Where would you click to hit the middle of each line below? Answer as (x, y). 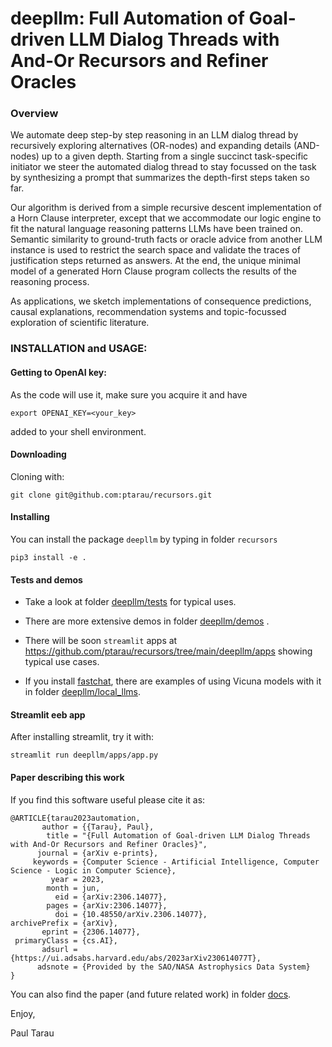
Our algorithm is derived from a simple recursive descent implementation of (166, 208)
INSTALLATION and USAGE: (79, 349)
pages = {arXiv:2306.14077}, (107, 905)
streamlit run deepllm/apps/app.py (84, 755)
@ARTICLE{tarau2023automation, (75, 818)
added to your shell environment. (78, 431)
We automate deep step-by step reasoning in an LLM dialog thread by (154, 135)
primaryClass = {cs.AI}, (66, 940)
